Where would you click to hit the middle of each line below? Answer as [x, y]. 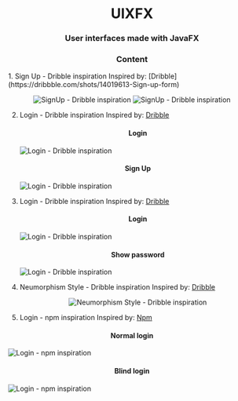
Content [132, 60]
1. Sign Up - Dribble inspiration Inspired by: [77, 76]
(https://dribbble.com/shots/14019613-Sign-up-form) [94, 85]
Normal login [132, 335]
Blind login [132, 371]
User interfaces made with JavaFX [132, 38]
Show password [138, 254]
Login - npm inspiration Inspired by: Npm [86, 318]
